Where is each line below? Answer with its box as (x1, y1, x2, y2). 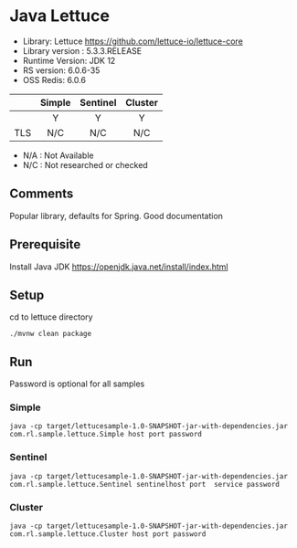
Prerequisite (9, 237, 81, 252)
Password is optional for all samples (9, 378, 145, 389)
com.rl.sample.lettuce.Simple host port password (9, 430, 203, 439)
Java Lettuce (9, 5, 110, 26)
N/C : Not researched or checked (22, 159, 148, 170)
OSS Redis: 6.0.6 (22, 74, 87, 85)
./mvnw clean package (9, 330, 92, 339)
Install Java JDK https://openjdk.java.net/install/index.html (9, 261, 228, 272)
